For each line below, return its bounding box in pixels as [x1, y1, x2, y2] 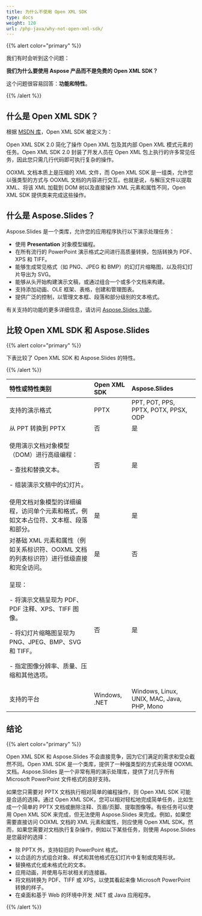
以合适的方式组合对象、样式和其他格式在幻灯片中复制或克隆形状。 [14, 853, 179, 861]
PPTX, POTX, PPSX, [131, 406, 188, 414]
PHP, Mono [131, 702, 164, 710]
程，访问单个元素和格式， [9, 507, 82, 515]
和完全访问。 [9, 563, 46, 572]
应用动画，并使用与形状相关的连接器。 [14, 868, 110, 876]
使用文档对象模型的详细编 [9, 498, 82, 506]
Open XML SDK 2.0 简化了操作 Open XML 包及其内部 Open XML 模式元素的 [6, 141, 194, 148]
